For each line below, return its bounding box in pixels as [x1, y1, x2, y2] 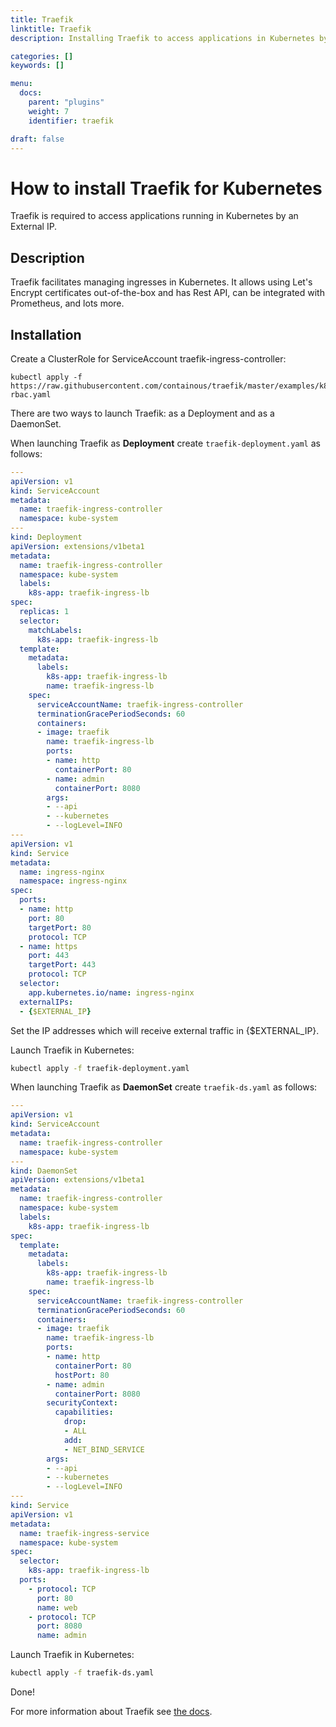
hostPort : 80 [54, 1370, 110, 1380]
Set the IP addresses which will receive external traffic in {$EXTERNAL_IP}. [10, 1024, 320, 1036]
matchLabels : [28, 625, 83, 635]
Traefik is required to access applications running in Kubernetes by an [10, 210, 299, 222]
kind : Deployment [10, 532, 83, 543]
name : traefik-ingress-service [19, 1528, 150, 1538]
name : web [36, 1602, 78, 1613]
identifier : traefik [28, 116, 114, 126]
